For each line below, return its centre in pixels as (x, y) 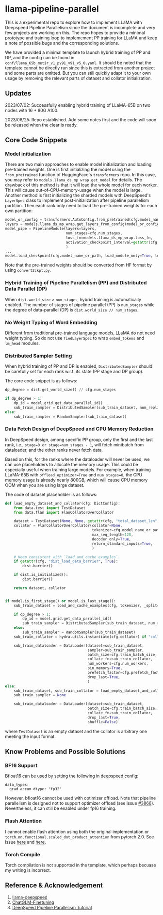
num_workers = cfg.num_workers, (118, 664)
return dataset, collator (40, 588)
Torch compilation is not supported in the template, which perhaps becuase (81, 865)
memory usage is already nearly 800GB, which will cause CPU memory (76, 480)
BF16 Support (21, 765)
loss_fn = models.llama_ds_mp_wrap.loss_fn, (109, 238)
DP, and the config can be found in (40, 57)
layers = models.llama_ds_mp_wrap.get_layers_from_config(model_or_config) (83, 224)
